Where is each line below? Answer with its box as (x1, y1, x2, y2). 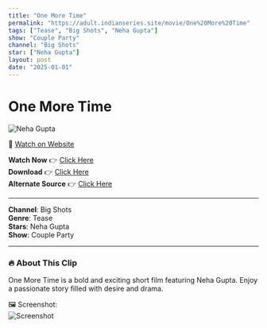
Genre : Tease (8, 213, 53, 222)
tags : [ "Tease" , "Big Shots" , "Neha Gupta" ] (8, 26, 158, 34)
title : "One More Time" (8, 11, 87, 20)
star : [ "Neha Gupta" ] (8, 48, 80, 56)
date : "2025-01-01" (8, 64, 73, 71)
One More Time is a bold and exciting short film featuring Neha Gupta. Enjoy (8, 275, 258, 284)
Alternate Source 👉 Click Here (8, 179, 113, 188)
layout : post (8, 56, 52, 64)
